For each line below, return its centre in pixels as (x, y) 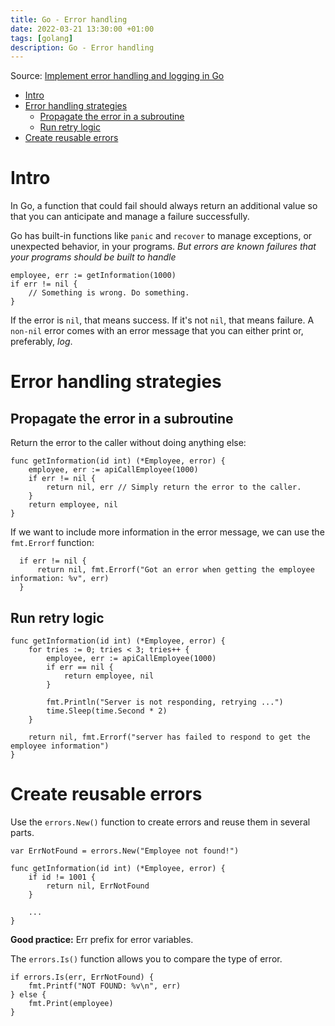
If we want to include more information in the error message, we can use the (167, 532)
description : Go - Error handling (82, 47)
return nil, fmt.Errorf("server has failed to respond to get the (169, 737)
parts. (22, 832)
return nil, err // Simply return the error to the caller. (174, 487)
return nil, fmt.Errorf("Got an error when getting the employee (175, 570)
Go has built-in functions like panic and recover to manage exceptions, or (161, 236)
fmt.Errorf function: (52, 543)
